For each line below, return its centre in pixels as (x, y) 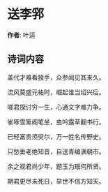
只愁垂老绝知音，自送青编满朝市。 (56, 152)
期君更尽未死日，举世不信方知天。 (56, 181)
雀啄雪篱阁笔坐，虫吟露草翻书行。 (56, 121)
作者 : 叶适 (21, 35)
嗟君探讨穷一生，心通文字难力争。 (56, 107)
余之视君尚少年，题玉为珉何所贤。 (56, 166)
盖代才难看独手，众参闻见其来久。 (56, 77)
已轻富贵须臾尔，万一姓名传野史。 (56, 136)
